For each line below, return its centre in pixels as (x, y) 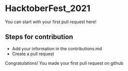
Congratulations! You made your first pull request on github (64, 63)
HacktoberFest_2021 (48, 8)
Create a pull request (33, 54)
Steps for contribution (39, 37)
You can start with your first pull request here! (51, 22)
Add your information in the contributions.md (57, 48)
